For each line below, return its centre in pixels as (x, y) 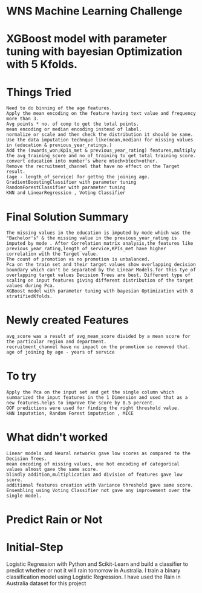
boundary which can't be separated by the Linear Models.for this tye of (101, 270)
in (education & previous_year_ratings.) (59, 145)
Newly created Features (67, 320)
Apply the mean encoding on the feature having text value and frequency (101, 114)
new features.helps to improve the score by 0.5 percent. (81, 403)
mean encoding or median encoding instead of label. (74, 129)
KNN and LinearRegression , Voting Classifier (66, 193)
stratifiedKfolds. (29, 296)
